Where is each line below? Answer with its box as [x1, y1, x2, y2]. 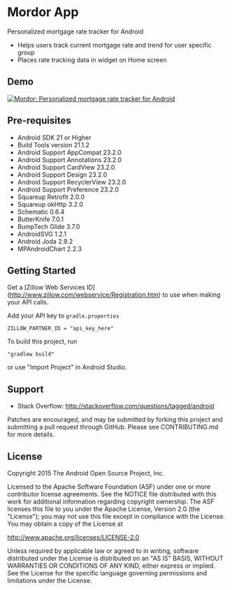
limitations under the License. [7, 577, 92, 584]
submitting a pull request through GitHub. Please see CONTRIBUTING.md [7, 423, 219, 432]
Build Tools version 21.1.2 [17, 140, 89, 149]
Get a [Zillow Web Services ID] [7, 283, 96, 292]
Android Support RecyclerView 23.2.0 [17, 177, 126, 186]
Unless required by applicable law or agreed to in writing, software [7, 547, 199, 555]
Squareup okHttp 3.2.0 [17, 200, 84, 208]
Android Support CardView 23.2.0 [17, 163, 115, 171]
